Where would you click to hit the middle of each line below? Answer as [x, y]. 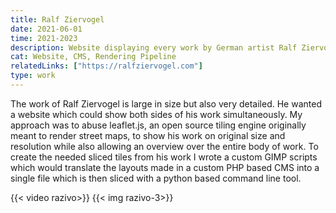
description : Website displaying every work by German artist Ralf [154, 47]
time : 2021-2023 [44, 38]
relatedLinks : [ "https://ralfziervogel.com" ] [106, 66]
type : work [33, 76]
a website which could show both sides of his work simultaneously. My [156, 114]
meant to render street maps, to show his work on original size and [148, 135]
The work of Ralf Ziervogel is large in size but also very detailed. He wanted [166, 103]
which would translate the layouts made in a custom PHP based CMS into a [165, 167]
